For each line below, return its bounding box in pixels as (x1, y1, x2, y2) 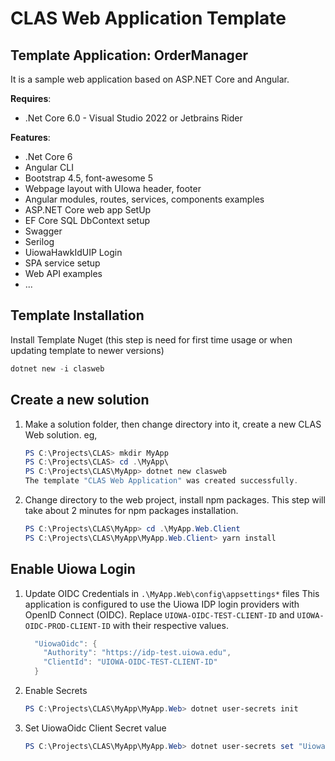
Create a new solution (10, 392, 150, 409)
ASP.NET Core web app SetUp (24, 204, 152, 216)
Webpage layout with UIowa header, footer (24, 183, 202, 194)
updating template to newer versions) (10, 344, 165, 356)
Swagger (24, 225, 63, 237)
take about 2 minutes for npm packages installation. (24, 505, 239, 516)
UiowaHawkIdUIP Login (24, 247, 123, 258)
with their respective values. (112, 619, 229, 631)
